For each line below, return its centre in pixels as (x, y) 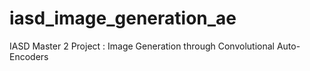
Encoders (29, 56)
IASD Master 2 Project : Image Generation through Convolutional (142, 46)
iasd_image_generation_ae (123, 18)
